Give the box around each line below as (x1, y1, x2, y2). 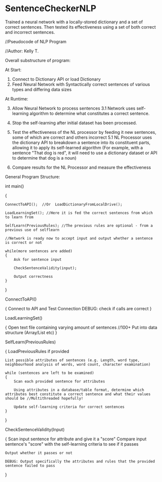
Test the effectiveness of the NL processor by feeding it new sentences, (12, 129, 157, 135)
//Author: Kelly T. (5, 48, 39, 54)
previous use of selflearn (5, 227, 60, 232)
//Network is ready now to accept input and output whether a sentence (5, 236, 153, 241)
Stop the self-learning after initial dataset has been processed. (12, 120, 137, 126)
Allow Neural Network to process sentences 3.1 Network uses (12, 105, 136, 111)
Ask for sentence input (14, 257, 62, 262)
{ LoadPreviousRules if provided (5, 348, 69, 354)
